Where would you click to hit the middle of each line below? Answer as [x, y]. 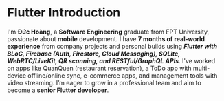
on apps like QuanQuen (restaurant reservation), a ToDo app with [99, 68]
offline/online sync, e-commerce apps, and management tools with [122, 75]
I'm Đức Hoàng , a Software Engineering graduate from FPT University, [108, 32]
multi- [201, 68]
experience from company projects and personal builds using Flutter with [112, 46]
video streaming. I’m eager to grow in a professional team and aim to [104, 82]
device [16, 75]
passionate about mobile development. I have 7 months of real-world [106, 38]
